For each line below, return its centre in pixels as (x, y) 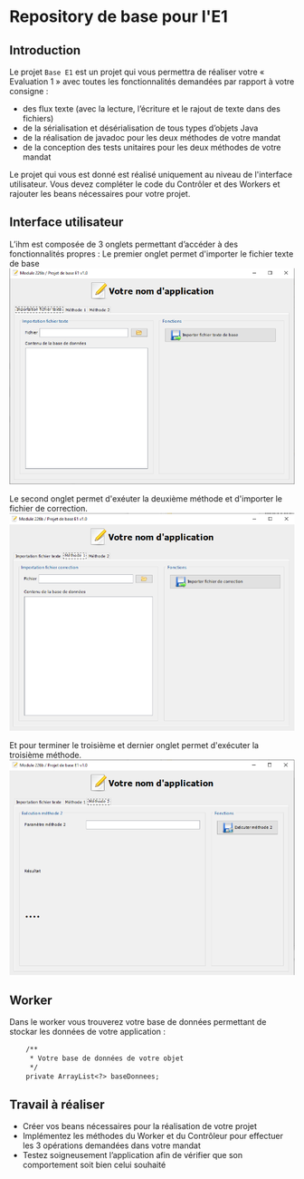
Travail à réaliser (57, 1104)
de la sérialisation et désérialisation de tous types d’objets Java (140, 128)
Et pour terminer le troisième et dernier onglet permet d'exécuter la (134, 745)
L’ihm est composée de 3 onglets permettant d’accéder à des (123, 244)
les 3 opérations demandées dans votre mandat (111, 1145)
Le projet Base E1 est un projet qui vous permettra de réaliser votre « (137, 72)
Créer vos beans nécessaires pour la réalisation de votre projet (140, 1126)
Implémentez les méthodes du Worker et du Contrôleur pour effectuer (152, 1136)
